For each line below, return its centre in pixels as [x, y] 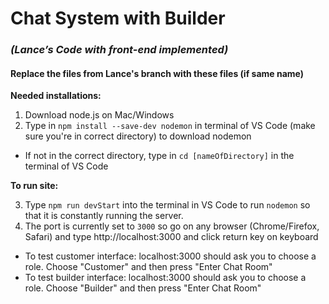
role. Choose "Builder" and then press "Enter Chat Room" [143, 288]
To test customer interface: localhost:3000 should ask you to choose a [170, 256]
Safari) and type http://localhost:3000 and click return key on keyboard [171, 237]
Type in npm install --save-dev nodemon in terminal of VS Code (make [170, 126]
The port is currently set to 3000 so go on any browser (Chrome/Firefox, [172, 226]
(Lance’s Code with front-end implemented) [119, 50]
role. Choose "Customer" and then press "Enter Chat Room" [148, 267]
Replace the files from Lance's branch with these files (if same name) [157, 73]
